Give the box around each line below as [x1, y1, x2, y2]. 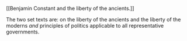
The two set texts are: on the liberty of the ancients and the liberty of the [6, 16, 181, 23]
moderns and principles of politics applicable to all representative [6, 23, 164, 29]
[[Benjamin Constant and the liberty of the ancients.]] [6, 5, 134, 12]
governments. [6, 28, 40, 35]
